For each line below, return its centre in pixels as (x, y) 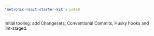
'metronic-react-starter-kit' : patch (42, 9)
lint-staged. (16, 28)
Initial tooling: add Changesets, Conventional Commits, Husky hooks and (77, 23)
